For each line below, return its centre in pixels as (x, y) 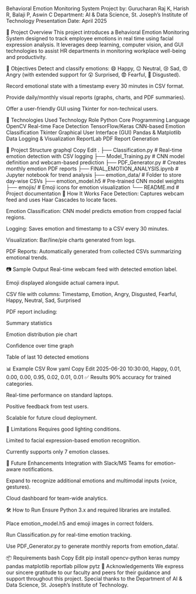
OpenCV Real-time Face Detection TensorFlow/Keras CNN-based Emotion (96, 126)
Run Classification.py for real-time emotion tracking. (69, 535)
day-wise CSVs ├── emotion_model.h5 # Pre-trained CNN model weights (95, 181)
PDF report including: (32, 312)
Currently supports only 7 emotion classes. (58, 452)
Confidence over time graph (40, 346)
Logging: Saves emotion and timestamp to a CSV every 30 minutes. (87, 229)
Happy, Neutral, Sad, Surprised (44, 300)
